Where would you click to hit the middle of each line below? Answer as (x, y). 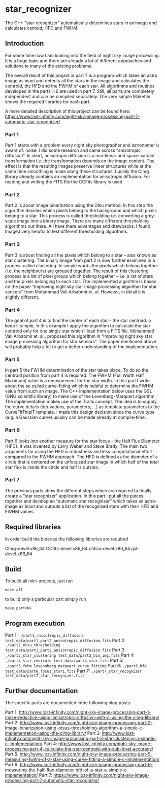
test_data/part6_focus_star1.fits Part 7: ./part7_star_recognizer (73, 671)
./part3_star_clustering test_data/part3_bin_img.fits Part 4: (70, 655)
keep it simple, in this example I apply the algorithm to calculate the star (78, 325)
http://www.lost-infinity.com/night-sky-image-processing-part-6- (86, 765)
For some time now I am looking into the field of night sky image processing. (82, 55)
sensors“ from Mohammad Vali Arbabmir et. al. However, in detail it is (75, 291)
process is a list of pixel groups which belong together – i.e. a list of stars (79, 276)
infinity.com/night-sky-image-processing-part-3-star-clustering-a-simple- (81, 739)
